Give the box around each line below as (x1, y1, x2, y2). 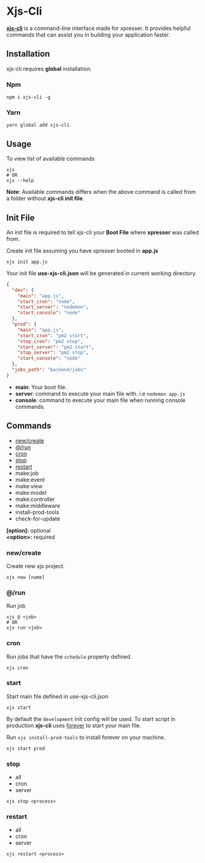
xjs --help (6, 177, 34, 184)
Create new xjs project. (6, 562, 65, 569)
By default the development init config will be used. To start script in (6, 715, 176, 722)
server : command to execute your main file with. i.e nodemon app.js (15, 390, 185, 397)
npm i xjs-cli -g (6, 94, 51, 100)
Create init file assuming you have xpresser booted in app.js (6, 246, 158, 254)
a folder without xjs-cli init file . (6, 194, 84, 202)
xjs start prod (6, 745, 45, 752)
